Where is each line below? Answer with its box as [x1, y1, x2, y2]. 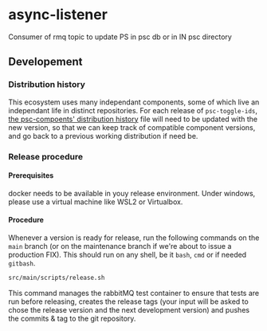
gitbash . [8, 258, 36, 268]
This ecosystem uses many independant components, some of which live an [8, 97, 260, 107]
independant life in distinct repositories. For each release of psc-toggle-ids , [8, 105, 257, 115]
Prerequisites [8, 171, 54, 180]
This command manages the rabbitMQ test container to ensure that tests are [8, 288, 260, 298]
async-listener [8, 6, 108, 24]
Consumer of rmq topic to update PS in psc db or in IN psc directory [8, 32, 233, 41]
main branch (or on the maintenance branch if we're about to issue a [8, 241, 232, 250]
